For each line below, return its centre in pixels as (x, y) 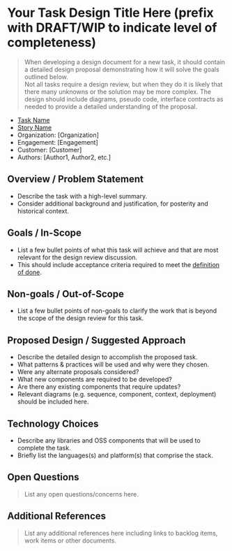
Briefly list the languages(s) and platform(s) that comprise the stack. (115, 455)
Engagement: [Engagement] (58, 142)
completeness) (52, 43)
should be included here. (53, 402)
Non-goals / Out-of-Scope (65, 294)
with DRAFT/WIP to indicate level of (112, 28)
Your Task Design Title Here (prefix (110, 13)
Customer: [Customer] (49, 150)
